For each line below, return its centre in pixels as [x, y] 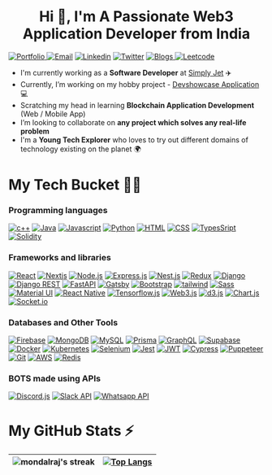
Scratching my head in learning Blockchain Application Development [137, 105]
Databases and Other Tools [63, 322]
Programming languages [58, 211]
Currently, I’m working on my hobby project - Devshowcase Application [140, 84]
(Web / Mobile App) [53, 114]
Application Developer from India [136, 34]
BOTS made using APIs [55, 378]
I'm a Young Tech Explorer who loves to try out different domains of [134, 139]
